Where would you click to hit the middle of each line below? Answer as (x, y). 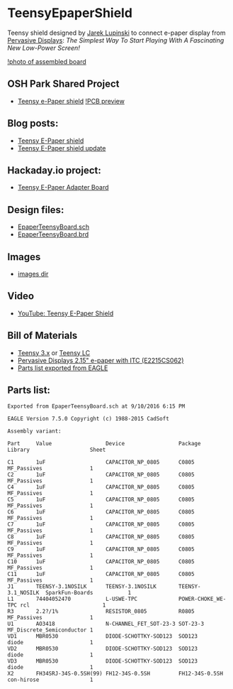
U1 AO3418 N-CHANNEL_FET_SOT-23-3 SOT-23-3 (106, 624)
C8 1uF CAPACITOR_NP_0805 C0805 (101, 537)
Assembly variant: (34, 431)
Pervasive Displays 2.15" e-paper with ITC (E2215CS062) (101, 360)
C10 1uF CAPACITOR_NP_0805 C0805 (101, 562)
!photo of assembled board (47, 61)
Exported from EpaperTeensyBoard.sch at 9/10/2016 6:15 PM (96, 406)
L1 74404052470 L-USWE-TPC (73, 599)
